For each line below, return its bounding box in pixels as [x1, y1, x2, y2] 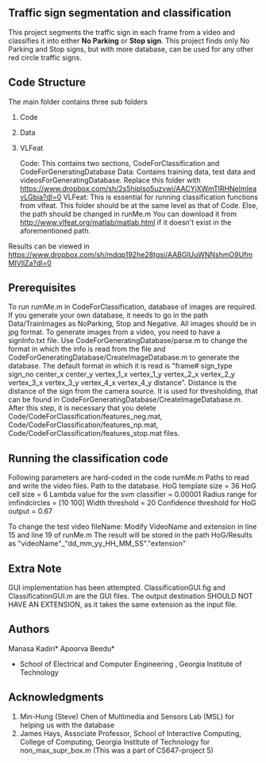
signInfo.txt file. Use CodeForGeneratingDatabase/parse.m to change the [8, 336, 248, 345]
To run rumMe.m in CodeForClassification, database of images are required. [8, 302, 257, 312]
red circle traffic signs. [8, 52, 82, 62]
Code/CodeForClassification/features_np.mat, [8, 420, 159, 430]
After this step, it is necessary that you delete [8, 403, 156, 413]
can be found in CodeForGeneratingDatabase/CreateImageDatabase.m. [8, 395, 243, 404]
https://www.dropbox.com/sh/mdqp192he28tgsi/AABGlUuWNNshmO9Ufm [8, 249, 253, 259]
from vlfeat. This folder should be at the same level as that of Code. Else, [19, 200, 258, 210]
